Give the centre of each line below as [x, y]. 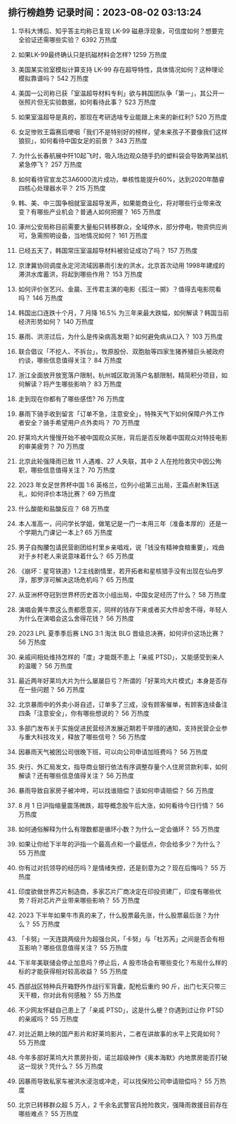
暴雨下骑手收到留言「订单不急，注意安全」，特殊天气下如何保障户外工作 [121, 414]
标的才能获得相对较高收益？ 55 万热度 [73, 971]
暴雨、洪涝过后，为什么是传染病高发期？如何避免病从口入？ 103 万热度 [120, 336]
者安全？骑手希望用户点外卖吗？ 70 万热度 [79, 422]
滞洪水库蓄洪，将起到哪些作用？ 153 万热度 [80, 274]
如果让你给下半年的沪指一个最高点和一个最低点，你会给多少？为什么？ [120, 844]
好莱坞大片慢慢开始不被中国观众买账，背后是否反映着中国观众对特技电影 [123, 437]
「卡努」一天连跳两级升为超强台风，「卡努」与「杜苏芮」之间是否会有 [118, 939]
